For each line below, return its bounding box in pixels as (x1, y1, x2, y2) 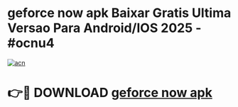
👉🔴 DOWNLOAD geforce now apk (7, 85, 213, 101)
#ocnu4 (7, 35, 55, 51)
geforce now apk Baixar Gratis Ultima (7, 5, 232, 21)
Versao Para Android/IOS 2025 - (7, 20, 202, 36)
